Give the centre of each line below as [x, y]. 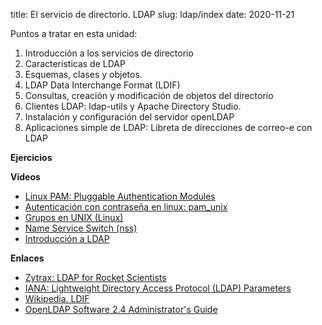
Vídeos [25, 177]
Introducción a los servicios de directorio [109, 53]
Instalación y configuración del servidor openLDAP [129, 117]
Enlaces [27, 258]
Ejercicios [31, 157]
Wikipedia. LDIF [57, 298]
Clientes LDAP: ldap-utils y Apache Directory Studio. [133, 106]
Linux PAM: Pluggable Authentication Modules [120, 196]
